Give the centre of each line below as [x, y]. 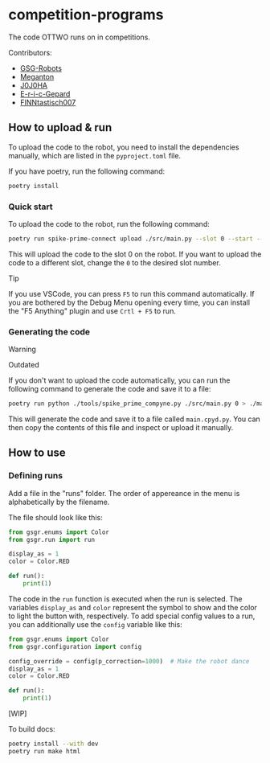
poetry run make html [45, 751]
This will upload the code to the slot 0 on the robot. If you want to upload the [135, 254]
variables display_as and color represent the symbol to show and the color [133, 607]
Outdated [24, 365]
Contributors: [30, 52]
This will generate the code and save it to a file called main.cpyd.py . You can [135, 419]
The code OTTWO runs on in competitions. [80, 37]
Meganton [37, 76]
